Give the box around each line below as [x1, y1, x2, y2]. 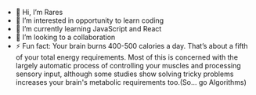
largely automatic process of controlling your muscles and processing [15, 61, 241, 70]
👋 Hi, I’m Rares [15, 8, 63, 16]
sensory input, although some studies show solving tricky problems [15, 69, 234, 79]
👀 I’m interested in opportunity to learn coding [15, 16, 164, 25]
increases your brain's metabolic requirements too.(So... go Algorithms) [15, 78, 247, 86]
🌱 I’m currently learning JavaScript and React [15, 24, 162, 33]
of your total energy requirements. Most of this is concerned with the [15, 53, 239, 62]
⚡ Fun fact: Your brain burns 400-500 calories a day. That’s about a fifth [15, 42, 248, 50]
